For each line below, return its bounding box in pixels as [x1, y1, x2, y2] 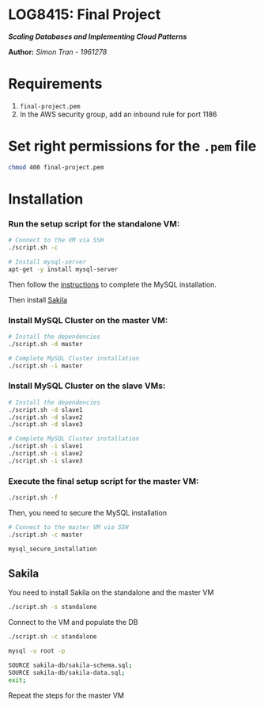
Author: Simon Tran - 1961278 [8, 47, 107, 56]
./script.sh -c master [8, 531, 83, 539]
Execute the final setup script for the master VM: [8, 475, 199, 486]
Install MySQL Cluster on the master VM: [8, 314, 168, 325]
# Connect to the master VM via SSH [8, 523, 129, 531]
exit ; [8, 676, 26, 684]
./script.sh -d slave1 [8, 405, 83, 413]
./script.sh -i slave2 [8, 450, 83, 458]
